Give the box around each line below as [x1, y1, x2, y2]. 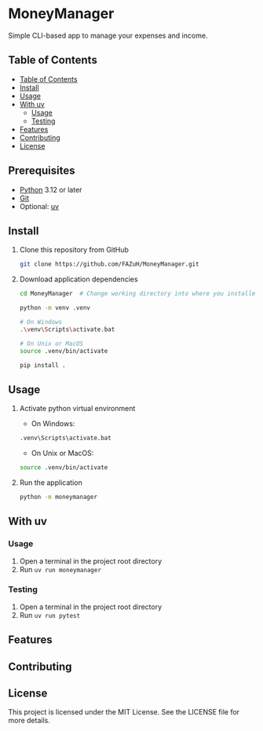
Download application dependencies [19, 274, 139, 284]
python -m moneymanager [19, 493, 98, 501]
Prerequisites [8, 164, 75, 178]
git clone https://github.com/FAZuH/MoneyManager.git [19, 260, 199, 268]
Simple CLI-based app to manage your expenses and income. [8, 31, 208, 40]
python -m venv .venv [19, 304, 90, 312]
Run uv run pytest [19, 610, 81, 619]
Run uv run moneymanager [19, 564, 102, 574]
